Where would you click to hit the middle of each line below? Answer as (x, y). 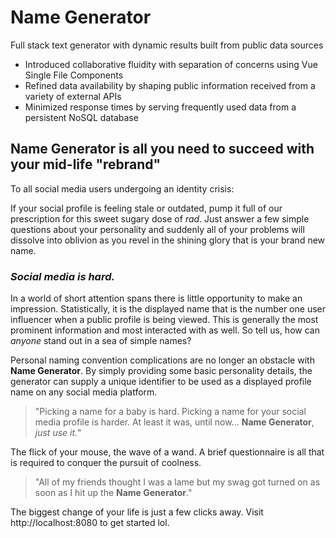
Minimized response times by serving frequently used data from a (160, 107)
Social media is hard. (62, 276)
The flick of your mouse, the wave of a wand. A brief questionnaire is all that (167, 452)
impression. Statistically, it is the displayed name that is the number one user (168, 309)
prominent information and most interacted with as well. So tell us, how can (165, 330)
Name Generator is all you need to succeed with (162, 149)
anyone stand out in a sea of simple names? (101, 341)
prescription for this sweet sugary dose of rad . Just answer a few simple (160, 218)
